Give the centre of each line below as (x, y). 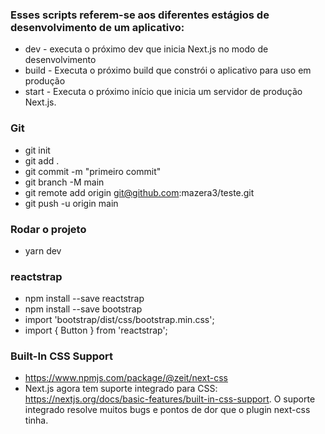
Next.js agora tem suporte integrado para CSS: (121, 389)
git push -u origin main (71, 203)
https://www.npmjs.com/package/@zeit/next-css (126, 378)
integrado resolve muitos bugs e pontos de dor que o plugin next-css (167, 410)
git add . (42, 160)
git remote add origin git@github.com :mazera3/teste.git (139, 192)
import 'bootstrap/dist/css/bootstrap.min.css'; (119, 320)
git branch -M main (64, 182)
